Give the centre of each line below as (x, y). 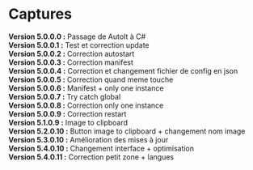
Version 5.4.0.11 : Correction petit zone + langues (91, 157)
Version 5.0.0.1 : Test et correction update (79, 45)
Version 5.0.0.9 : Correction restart (67, 113)
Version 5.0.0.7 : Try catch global (65, 96)
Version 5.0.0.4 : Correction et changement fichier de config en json (123, 70)
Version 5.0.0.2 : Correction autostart (72, 53)
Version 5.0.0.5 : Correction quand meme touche (91, 79)
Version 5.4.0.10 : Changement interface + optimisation (101, 148)
